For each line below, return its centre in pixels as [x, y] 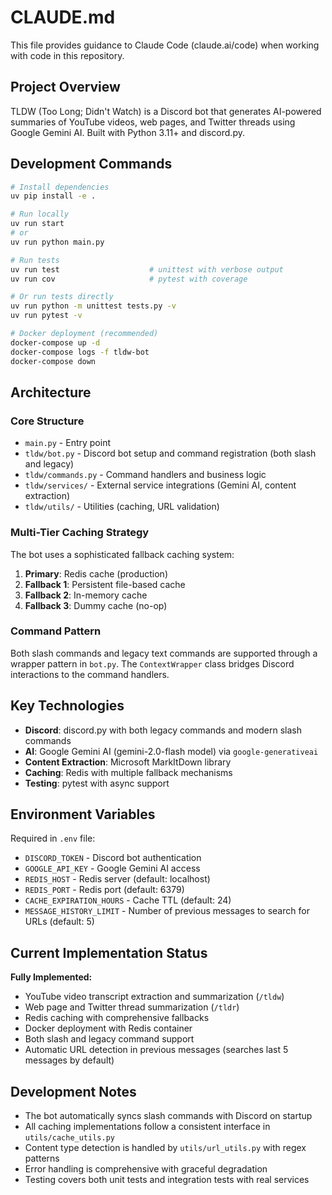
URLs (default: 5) [59, 922]
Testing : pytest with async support [97, 783]
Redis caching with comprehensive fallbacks [117, 1018]
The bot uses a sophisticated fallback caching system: [122, 554]
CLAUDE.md [63, 17]
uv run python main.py [57, 242]
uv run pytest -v [46, 316]
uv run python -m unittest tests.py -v [93, 306]
